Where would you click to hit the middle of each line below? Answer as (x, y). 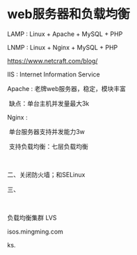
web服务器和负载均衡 (68, 14)
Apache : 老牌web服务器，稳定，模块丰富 (67, 88)
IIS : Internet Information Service (54, 74)
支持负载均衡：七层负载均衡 (48, 146)
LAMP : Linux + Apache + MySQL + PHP (65, 34)
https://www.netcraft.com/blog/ (53, 60)
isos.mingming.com (35, 231)
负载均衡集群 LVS (32, 217)
